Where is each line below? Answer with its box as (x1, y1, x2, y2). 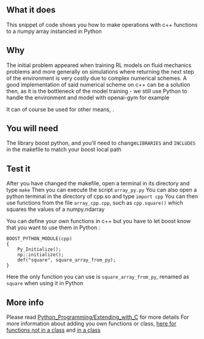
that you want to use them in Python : (6, 224, 101, 231)
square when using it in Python (6, 280, 84, 287)
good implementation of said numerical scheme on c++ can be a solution (6, 80, 191, 88)
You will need (6, 123, 59, 134)
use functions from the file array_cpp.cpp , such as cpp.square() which (6, 199, 183, 207)
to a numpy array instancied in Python (6, 27, 102, 35)
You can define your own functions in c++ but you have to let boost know (6, 218, 191, 225)
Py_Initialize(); (17, 246, 62, 252)
